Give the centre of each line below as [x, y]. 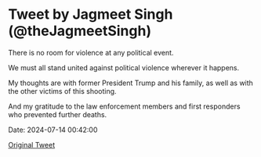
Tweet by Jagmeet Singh [91, 14]
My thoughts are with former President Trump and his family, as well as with [130, 83]
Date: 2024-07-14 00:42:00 [53, 130]
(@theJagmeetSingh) [80, 31]
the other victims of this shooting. [62, 91]
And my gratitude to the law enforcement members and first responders [124, 106]
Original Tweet [32, 145]
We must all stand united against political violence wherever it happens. [124, 67]
